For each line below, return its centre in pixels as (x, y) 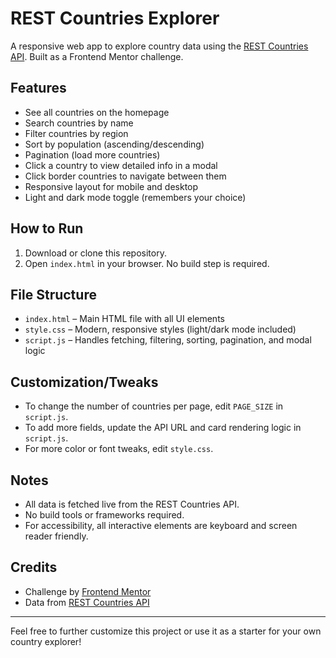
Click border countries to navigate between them (125, 176)
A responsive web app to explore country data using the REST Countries (159, 46)
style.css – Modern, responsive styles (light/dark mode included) (160, 329)
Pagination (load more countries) (92, 154)
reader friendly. (56, 536)
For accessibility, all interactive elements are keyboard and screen (161, 525)
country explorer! (46, 641)
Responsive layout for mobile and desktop (111, 186)
